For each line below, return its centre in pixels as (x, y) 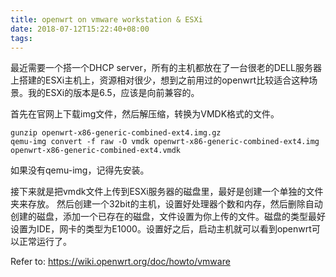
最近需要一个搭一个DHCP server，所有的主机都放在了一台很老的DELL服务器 (166, 68)
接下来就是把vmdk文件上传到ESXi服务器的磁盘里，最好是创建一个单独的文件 (167, 192)
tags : (21, 38)
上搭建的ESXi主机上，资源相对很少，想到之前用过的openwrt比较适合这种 (160, 80)
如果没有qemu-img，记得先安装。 (80, 170)
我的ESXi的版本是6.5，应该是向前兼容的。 (113, 93)
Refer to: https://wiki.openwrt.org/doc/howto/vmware (120, 262)
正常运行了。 (45, 242)
